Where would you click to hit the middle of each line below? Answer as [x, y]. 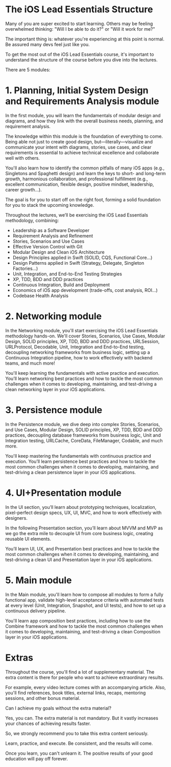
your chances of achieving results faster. [48, 723]
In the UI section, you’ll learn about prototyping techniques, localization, [81, 507]
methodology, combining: [32, 220]
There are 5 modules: [28, 70]
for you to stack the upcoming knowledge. [50, 205]
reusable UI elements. [28, 539]
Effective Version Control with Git [47, 246]
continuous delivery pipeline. [36, 611]
